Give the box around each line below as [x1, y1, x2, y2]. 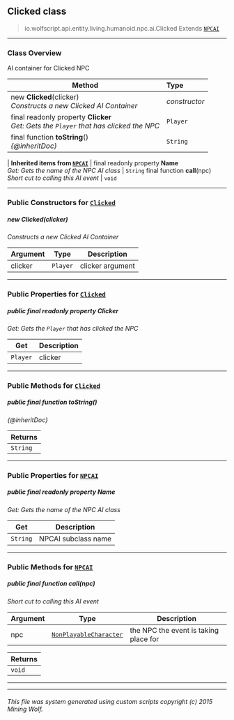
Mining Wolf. [7, 705, 43, 714]
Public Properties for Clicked [7, 289, 106, 299]
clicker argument [79, 261, 136, 271]
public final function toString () [7, 398, 97, 407]
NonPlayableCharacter [52, 631, 123, 638]
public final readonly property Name [7, 488, 116, 496]
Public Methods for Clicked [7, 380, 101, 390]
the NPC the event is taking [130, 625, 219, 635]
